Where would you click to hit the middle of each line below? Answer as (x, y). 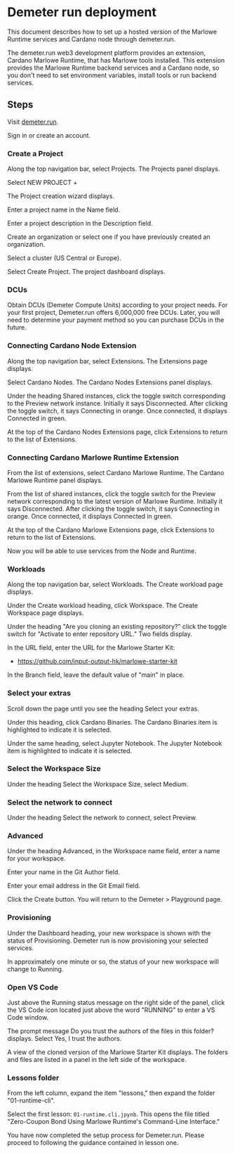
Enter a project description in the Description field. (80, 223)
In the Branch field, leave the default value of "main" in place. (96, 675)
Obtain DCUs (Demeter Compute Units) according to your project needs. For (117, 305)
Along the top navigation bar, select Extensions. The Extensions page (108, 361)
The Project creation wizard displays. (61, 196)
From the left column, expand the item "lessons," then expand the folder (111, 1093)
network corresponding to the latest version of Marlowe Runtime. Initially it (115, 501)
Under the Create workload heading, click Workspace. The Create (103, 606)
